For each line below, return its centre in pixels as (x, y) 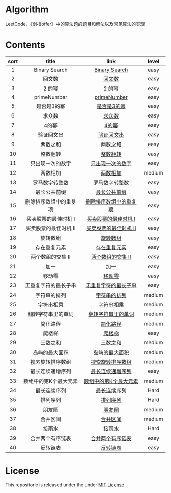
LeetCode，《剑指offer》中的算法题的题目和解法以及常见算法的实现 (75, 24)
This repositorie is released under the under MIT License (65, 485)
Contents (25, 45)
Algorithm (27, 9)
